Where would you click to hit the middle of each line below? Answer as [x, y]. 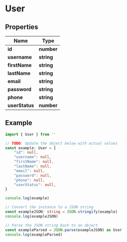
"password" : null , [33, 175]
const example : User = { [31, 148]
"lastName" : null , [33, 166]
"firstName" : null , [34, 162]
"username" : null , [33, 157]
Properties [22, 27]
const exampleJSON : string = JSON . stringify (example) [62, 212]
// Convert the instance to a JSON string [49, 207]
